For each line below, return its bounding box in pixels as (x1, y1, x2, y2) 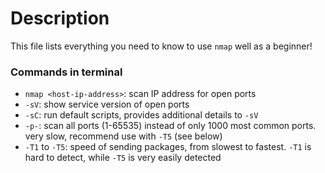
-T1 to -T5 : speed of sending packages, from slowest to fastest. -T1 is (24, 141, 312, 153)
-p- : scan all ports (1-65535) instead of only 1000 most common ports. (24, 120, 317, 132)
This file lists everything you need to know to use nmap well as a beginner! (10, 40, 313, 52)
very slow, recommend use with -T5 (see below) (24, 130, 223, 142)
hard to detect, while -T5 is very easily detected (24, 152, 222, 164)
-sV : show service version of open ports (24, 98, 190, 111)
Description (10, 7, 110, 30)
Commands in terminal (10, 65, 123, 79)
